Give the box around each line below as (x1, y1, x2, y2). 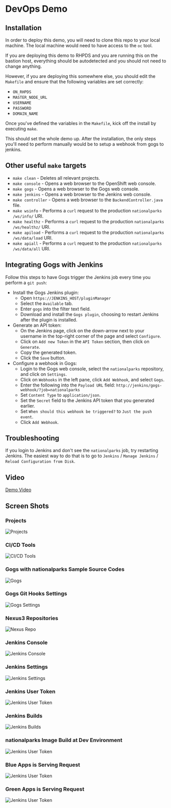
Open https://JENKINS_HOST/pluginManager (20, 295, 111, 301)
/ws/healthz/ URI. (12, 224, 51, 230)
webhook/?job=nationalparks (20, 387, 80, 392)
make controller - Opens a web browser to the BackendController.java (12, 197, 163, 203)
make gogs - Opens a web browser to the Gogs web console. (12, 185, 139, 192)
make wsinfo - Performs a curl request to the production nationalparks (12, 207, 162, 214)
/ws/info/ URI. (12, 213, 44, 219)
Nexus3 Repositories (5, 614, 59, 622)
